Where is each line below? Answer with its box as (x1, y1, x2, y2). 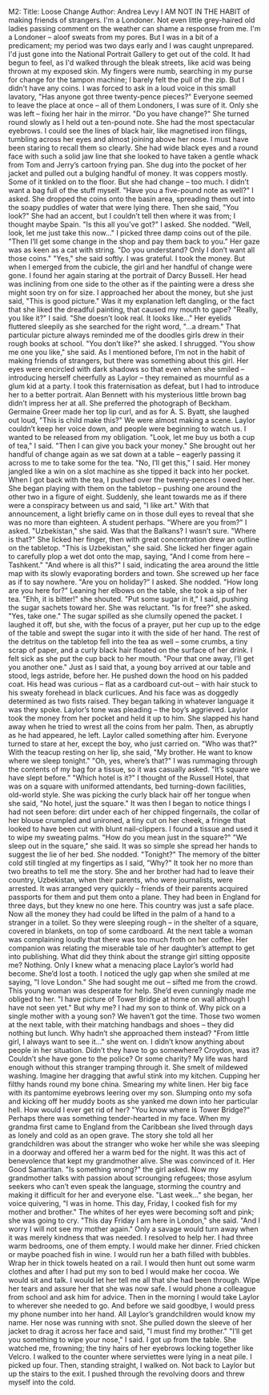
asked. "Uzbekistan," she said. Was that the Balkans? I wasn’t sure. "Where (8, 526, 257, 535)
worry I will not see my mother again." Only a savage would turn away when (8, 1224, 259, 1233)
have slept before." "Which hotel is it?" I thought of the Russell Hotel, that (8, 773, 250, 782)
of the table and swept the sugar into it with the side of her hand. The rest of (8, 628, 260, 638)
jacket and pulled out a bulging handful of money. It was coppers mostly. (8, 168, 248, 178)
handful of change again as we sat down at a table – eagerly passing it (8, 450, 241, 459)
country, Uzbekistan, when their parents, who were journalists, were (8, 875, 234, 885)
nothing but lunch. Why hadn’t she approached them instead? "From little (8, 1029, 250, 1038)
